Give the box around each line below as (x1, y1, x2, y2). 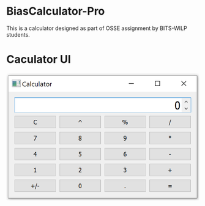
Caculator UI (6, 53, 72, 67)
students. (6, 31, 31, 38)
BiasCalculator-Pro (6, 4, 105, 18)
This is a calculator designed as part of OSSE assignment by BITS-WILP (6, 24, 188, 32)
